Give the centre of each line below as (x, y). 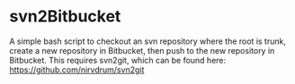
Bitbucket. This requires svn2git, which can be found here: (118, 60)
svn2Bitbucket (65, 17)
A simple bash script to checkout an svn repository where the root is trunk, (147, 41)
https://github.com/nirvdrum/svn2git (77, 70)
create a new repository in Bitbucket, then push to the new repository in (142, 50)
